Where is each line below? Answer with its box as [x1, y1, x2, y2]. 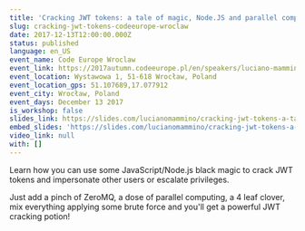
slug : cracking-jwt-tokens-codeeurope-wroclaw [9, 22, 189, 31]
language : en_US [9, 47, 71, 56]
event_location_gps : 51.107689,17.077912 [9, 81, 169, 90]
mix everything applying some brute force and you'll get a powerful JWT [9, 201, 281, 212]
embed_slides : [9, 123, 64, 132]
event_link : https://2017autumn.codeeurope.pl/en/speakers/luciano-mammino [9, 64, 302, 73]
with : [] [9, 140, 43, 149]
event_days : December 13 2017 [9, 97, 124, 107]
